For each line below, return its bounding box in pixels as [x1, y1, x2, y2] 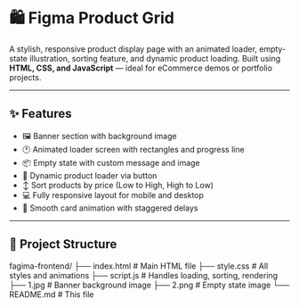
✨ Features [9, 106, 72, 121]
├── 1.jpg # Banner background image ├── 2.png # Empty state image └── [9, 279, 290, 290]
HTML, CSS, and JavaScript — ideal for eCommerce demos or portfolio [9, 62, 273, 73]
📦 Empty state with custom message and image [21, 157, 200, 168]
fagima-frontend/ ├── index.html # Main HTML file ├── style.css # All [9, 261, 269, 271]
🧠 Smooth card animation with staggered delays [21, 203, 198, 213]
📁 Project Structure [9, 236, 117, 252]
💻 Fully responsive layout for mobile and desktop [21, 189, 205, 200]
